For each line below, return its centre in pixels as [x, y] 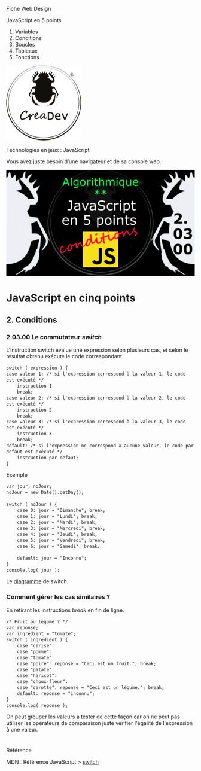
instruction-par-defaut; [48, 458]
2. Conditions [32, 320]
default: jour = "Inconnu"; [52, 559]
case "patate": [36, 669]
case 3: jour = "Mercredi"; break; [61, 529]
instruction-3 [34, 434]
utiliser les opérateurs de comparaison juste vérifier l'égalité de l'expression [100, 723]
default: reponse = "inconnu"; [56, 693]
